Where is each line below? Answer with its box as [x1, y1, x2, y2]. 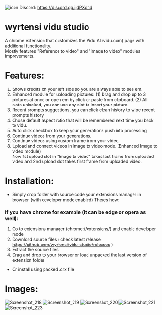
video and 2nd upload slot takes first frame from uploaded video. [12, 158, 142, 164]
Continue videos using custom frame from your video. [12, 138, 120, 143]
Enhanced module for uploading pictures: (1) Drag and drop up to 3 [12, 91, 146, 97]
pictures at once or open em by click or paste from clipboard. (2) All [12, 96, 147, 102]
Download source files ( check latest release [12, 236, 101, 243]
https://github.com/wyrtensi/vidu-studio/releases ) [12, 242, 113, 247]
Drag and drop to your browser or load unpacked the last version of [12, 252, 147, 258]
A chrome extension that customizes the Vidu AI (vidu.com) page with [5, 37, 145, 43]
